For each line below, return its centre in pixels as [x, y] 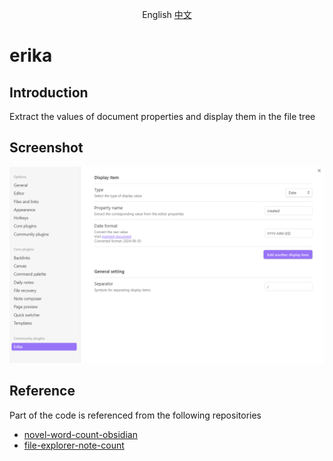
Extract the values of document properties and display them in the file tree [162, 116]
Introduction [49, 92]
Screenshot [46, 148]
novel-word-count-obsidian [80, 434]
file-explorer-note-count [74, 445]
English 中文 [167, 14]
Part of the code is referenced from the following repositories [135, 415]
